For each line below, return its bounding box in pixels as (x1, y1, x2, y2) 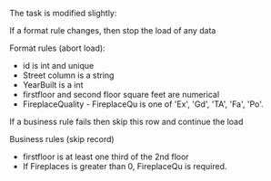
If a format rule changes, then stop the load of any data (9, 25, 216, 35)
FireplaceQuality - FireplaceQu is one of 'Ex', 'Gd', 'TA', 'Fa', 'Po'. (22, 99, 264, 110)
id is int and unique (22, 61, 95, 71)
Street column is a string (22, 70, 115, 81)
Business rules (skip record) (9, 134, 115, 144)
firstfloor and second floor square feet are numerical (22, 90, 220, 100)
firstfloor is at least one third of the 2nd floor (22, 151, 189, 162)
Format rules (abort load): (9, 43, 106, 53)
